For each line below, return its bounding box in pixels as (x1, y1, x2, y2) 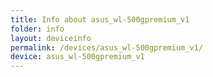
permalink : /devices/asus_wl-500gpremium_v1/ (10, 42, 203, 53)
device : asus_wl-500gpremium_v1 (10, 52, 145, 62)
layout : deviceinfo (10, 33, 92, 43)
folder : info (10, 24, 65, 34)
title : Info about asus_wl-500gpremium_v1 (10, 14, 190, 25)
